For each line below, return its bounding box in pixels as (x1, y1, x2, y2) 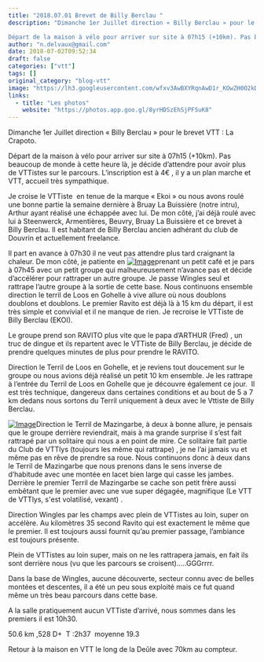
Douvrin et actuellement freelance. (8, 234, 120, 243)
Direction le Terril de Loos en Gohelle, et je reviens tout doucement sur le (8, 362, 245, 372)
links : (8, 91, 30, 99)
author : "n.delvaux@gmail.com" (8, 40, 111, 48)
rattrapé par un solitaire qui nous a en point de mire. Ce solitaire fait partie (8, 436, 247, 446)
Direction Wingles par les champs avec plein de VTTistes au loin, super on (8, 510, 249, 520)
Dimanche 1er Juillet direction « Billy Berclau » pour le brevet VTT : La (8, 127, 234, 138)
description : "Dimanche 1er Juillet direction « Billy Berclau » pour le (8, 19, 255, 27)
